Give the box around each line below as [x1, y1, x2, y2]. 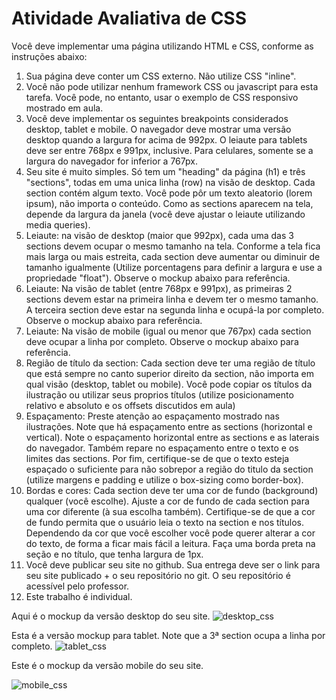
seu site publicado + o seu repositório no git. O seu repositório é [25, 569, 291, 581]
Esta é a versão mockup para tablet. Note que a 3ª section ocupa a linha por [11, 629, 326, 641]
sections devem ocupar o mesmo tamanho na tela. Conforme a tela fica [25, 240, 321, 252]
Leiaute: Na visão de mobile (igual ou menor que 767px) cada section [25, 325, 312, 337]
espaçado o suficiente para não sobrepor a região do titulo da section [25, 463, 314, 475]
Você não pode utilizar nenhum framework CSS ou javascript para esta [25, 80, 319, 92]
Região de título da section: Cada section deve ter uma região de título [25, 357, 316, 369]
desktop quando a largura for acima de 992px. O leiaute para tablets [25, 133, 308, 146]
